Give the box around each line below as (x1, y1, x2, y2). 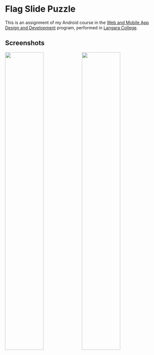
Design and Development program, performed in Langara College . (5, 24, 138, 30)
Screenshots (5, 39, 45, 47)
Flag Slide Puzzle (5, 3, 76, 15)
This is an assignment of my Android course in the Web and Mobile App (5, 20, 149, 25)
